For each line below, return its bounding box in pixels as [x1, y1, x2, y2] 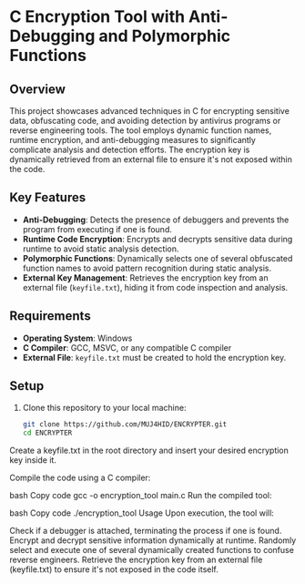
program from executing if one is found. [22, 223, 173, 234]
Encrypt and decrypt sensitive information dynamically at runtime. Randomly [9, 535, 297, 546]
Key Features [9, 190, 86, 206]
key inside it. [9, 455, 57, 466]
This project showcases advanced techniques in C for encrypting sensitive [9, 106, 290, 116]
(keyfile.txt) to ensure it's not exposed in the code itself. [9, 564, 219, 575]
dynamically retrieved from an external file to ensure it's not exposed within [9, 154, 293, 165]
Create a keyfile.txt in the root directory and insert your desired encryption [9, 445, 290, 456]
